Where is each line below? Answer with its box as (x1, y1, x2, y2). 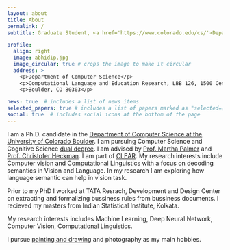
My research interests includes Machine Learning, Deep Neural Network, (7, 214, 213, 223)
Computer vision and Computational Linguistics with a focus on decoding (7, 159, 214, 167)
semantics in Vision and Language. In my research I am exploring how (7, 166, 205, 175)
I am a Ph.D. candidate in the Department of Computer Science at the (7, 129, 203, 138)
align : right (13, 48, 51, 55)
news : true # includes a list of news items (7, 99, 139, 105)
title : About (7, 16, 44, 23)
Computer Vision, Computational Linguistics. (7, 222, 133, 230)
